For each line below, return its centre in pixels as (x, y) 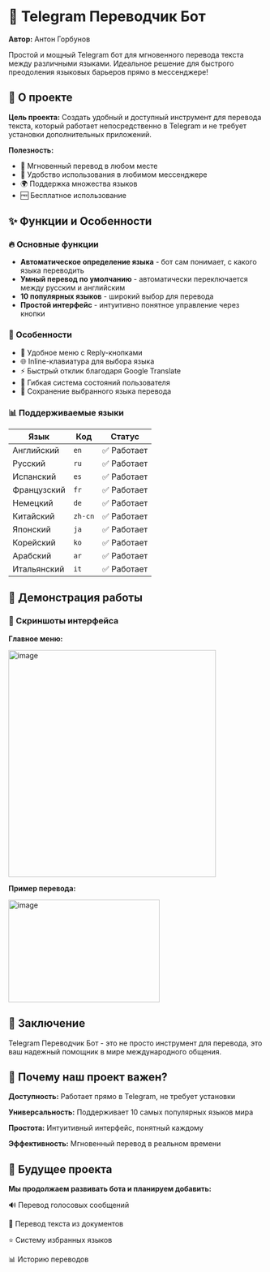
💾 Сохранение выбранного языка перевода (96, 391)
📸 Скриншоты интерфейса (64, 621)
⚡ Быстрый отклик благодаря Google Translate (101, 371)
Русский (29, 464)
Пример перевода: (42, 888)
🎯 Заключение (47, 1023)
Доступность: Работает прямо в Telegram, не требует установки (122, 1097)
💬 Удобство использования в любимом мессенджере (114, 175)
